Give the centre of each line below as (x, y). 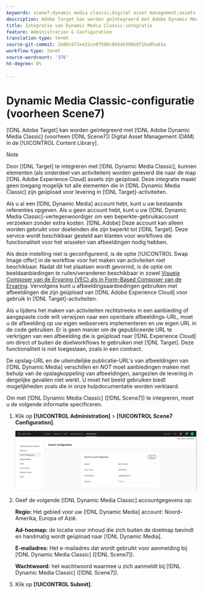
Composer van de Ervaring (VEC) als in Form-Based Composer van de (94, 279)
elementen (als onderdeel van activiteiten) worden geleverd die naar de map (101, 173)
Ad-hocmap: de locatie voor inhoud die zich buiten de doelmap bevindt (105, 530)
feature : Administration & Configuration (59, 32)
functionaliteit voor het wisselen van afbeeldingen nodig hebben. (87, 242)
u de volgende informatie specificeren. (54, 404)
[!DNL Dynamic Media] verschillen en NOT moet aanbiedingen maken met (98, 367)
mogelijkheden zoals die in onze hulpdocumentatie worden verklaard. (93, 386)
